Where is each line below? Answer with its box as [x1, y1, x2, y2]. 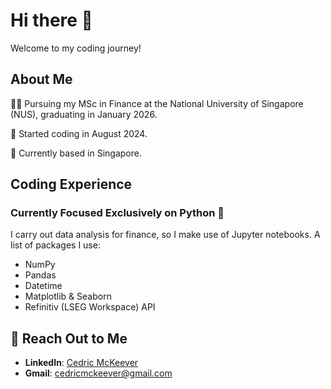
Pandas [24, 269, 57, 281]
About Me [10, 71, 73, 88]
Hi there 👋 [10, 9, 93, 32]
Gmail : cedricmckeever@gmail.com [24, 367, 173, 379]
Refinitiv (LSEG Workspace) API [24, 301, 156, 313]
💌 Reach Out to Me [10, 330, 128, 347]
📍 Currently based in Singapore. [10, 147, 142, 159]
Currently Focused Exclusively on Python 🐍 [10, 206, 225, 220]
